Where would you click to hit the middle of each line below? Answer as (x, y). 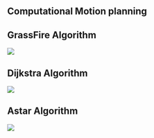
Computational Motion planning (77, 11)
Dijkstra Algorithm (48, 73)
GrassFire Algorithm (52, 35)
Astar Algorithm (43, 111)
